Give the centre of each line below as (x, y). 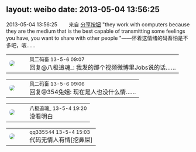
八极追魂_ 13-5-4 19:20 (58, 108)
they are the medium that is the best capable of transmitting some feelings (96, 31)
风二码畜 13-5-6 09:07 (57, 59)
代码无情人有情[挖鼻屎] (61, 140)
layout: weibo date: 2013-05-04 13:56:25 (83, 10)
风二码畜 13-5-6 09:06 (57, 84)
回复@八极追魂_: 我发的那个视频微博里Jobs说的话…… (103, 67)
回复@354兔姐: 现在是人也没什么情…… (83, 92)
